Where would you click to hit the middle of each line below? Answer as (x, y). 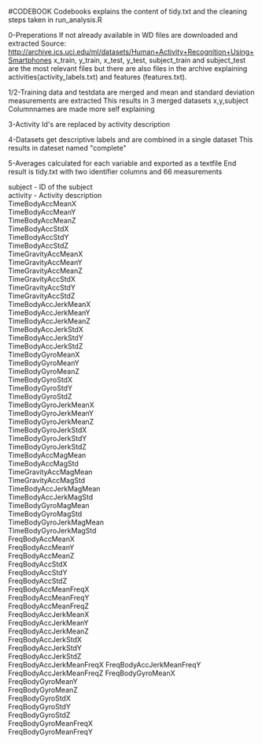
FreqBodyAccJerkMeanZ (48, 631)
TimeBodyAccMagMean (47, 455)
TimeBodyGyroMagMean (49, 505)
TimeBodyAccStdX (39, 229)
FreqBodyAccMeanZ (41, 556)
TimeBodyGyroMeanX (44, 355)
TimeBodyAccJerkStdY (46, 338)
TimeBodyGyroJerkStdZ (47, 447)
